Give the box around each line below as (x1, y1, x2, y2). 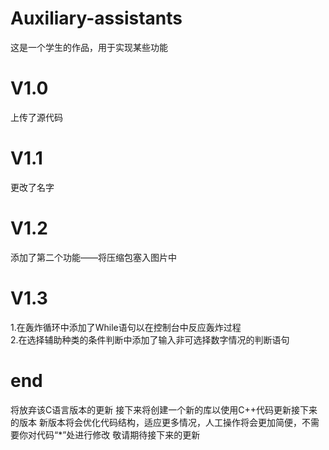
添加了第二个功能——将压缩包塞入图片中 (10, 251, 177, 263)
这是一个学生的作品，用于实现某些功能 (10, 41, 168, 53)
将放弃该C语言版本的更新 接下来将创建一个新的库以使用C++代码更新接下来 (10, 403, 318, 416)
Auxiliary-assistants (10, 7, 183, 30)
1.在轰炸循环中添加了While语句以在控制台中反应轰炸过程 (10, 321, 242, 333)
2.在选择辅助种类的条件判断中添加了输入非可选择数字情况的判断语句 (10, 333, 290, 346)
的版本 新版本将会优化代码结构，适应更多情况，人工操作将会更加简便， (10, 416, 302, 428)
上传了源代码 (10, 111, 63, 123)
